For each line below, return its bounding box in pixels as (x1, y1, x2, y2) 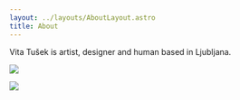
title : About (9, 22, 59, 31)
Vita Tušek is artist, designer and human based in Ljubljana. (9, 46, 232, 57)
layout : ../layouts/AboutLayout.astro (9, 13, 156, 23)
